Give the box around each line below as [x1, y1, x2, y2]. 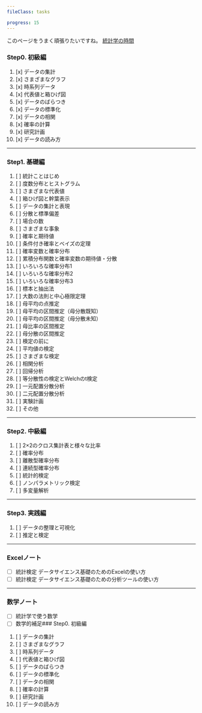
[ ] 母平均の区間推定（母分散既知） [15, 307, 101, 315]
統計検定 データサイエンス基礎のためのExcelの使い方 [15, 568, 146, 575]
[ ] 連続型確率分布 [15, 465, 59, 472]
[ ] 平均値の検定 [15, 345, 55, 352]
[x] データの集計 [15, 68, 56, 75]
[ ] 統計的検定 [15, 472, 49, 479]
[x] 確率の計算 [15, 121, 50, 128]
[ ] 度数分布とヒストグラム [15, 180, 80, 187]
